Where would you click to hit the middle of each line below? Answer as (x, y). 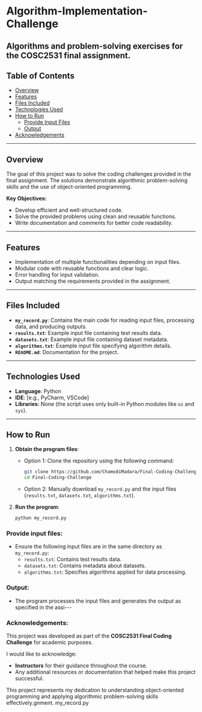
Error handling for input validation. (57, 275)
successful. (29, 678)
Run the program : (37, 507)
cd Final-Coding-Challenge (58, 477)
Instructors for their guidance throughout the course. (81, 665)
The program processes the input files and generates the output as (98, 601)
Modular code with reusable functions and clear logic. (82, 268)
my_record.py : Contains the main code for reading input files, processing (104, 320)
